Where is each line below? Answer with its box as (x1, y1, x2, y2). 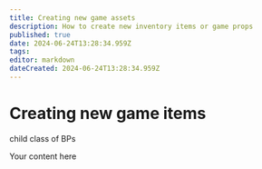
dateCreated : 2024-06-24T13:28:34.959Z (9, 65, 160, 74)
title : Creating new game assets (9, 13, 136, 23)
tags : (9, 47, 30, 56)
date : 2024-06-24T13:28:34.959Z (9, 38, 131, 48)
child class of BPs (9, 133, 76, 144)
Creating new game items (9, 104, 207, 124)
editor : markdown (9, 55, 75, 65)
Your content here (9, 151, 77, 162)
